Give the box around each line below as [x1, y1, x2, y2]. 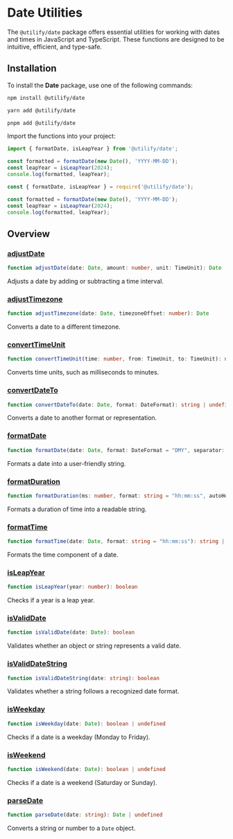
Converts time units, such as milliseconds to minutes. [7, 368, 159, 377]
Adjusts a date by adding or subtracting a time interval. [7, 277, 164, 285]
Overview [7, 227, 51, 240]
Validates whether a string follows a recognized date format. [7, 687, 180, 695]
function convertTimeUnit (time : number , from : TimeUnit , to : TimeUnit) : [7, 356, 222, 363]
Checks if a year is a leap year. [7, 596, 95, 605]
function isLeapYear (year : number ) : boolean [7, 584, 138, 591]
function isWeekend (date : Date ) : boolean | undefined [7, 766, 166, 772]
